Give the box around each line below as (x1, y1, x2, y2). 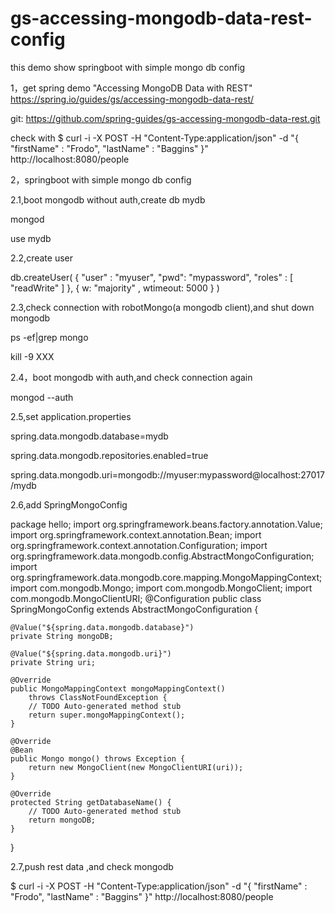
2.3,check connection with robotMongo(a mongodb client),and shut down (10, 301, 315, 313)
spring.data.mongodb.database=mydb (10, 430, 169, 442)
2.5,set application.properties (10, 410, 132, 422)
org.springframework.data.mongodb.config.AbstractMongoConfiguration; (10, 550, 315, 562)
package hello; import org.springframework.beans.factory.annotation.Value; (10, 518, 323, 530)
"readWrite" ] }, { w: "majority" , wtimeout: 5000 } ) (10, 282, 220, 294)
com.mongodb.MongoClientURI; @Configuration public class (10, 592, 262, 604)
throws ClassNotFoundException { (28, 692, 168, 702)
